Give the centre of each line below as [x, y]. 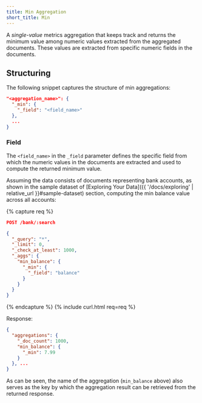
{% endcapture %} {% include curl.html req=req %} [71, 307]
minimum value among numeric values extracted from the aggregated [93, 41]
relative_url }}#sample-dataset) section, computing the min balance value [98, 193]
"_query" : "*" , [31, 239]
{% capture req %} [30, 211]
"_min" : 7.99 [39, 352]
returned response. [30, 394]
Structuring [29, 73]
